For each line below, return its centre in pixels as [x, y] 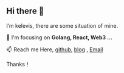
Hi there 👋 [25, 11]
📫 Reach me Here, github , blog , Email [55, 49]
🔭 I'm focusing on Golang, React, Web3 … [59, 37]
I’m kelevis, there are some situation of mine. [62, 25]
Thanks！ [18, 64]
